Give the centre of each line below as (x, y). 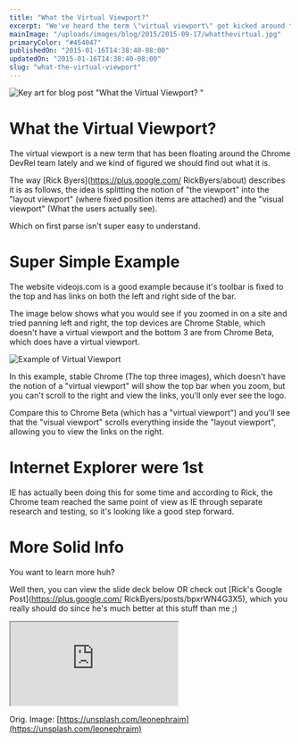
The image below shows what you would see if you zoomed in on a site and (148, 313)
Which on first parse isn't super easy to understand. (105, 226)
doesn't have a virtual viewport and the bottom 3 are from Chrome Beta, (142, 332)
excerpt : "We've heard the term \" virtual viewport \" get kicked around (147, 26)
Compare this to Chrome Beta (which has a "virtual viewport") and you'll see (150, 412)
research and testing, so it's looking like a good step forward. (122, 511)
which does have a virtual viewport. (75, 342)
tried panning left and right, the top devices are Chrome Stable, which (137, 323)
